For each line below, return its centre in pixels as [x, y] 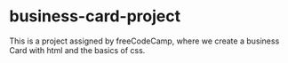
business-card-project [95, 16]
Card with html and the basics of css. [77, 50]
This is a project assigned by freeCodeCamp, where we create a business [144, 41]
